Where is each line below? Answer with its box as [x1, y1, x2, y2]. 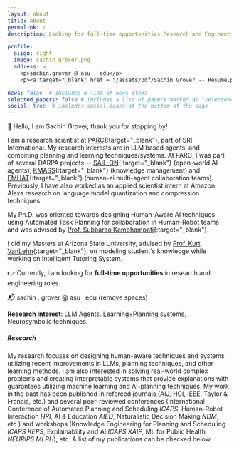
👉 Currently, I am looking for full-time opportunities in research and [7, 269, 211, 277]
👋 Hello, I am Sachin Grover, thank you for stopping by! [7, 122, 168, 131]
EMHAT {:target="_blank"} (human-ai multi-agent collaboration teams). [7, 174, 214, 183]
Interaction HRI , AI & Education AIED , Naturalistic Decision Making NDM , [7, 412, 219, 421]
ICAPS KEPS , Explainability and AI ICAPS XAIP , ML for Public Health [7, 427, 206, 436]
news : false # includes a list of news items [7, 89, 148, 96]
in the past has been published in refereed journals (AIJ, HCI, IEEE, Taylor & [7, 389, 228, 398]
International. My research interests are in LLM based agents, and [7, 143, 201, 152]
